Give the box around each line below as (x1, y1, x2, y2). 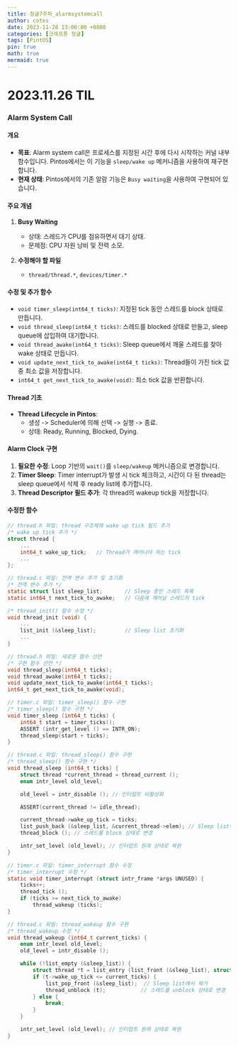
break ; (45, 1000, 65, 1007)
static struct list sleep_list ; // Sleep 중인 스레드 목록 (7, 588, 194, 595)
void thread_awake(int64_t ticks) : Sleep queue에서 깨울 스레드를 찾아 (17, 340, 222, 349)
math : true (7, 50, 40, 58)
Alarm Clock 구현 (7, 445, 58, 453)
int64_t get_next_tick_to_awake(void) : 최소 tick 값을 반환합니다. (17, 376, 205, 384)
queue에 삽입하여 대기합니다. (17, 331, 99, 340)
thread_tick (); (20, 888, 69, 895)
